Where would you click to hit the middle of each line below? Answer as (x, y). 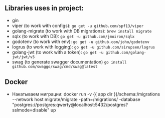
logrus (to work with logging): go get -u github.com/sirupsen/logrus (84, 46)
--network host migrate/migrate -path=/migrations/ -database (76, 99)
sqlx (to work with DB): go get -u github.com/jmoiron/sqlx (73, 36)
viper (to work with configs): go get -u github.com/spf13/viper (78, 25)
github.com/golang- (126, 52)
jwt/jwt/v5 (23, 57)
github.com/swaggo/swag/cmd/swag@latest (55, 66)
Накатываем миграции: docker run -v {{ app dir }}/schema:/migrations (86, 94)
